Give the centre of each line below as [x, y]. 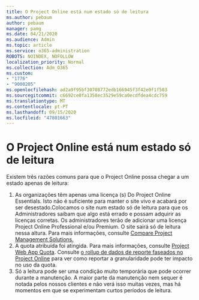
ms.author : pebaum [29, 17]
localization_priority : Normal [45, 62]
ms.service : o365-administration [48, 51]
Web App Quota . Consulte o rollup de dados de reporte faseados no [99, 252]
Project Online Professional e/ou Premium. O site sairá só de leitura [98, 227]
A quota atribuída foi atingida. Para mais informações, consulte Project [102, 246]
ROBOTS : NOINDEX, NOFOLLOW [40, 56]
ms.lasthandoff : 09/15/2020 [41, 112]
